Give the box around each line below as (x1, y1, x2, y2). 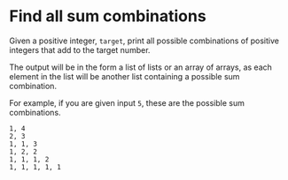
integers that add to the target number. (9, 44, 151, 55)
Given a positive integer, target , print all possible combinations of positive (9, 35, 279, 46)
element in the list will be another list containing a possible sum (9, 71, 240, 81)
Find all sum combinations (9, 6, 206, 26)
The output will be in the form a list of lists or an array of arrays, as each (9, 62, 273, 72)
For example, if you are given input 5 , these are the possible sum (9, 97, 245, 108)
